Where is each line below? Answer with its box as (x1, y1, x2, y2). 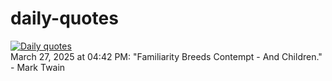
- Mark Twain (10, 61, 66, 73)
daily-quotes (10, 7, 119, 30)
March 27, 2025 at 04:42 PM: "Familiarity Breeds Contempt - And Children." (10, 50, 323, 62)
